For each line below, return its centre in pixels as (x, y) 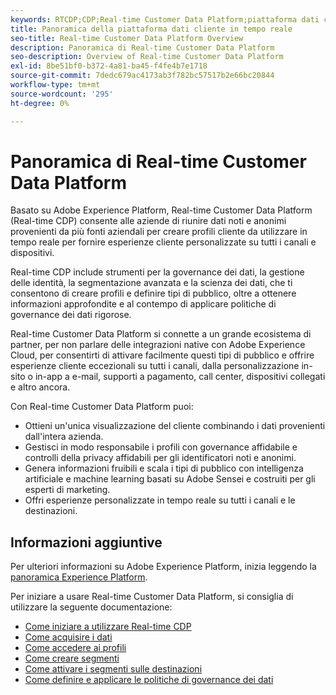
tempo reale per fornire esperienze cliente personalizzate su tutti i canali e (163, 242)
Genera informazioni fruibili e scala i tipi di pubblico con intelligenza (164, 468)
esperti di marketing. (67, 490)
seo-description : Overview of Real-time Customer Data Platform (147, 57)
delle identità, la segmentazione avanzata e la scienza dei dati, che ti (151, 283)
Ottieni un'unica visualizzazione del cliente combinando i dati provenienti (175, 426)
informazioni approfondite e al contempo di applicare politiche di (143, 304)
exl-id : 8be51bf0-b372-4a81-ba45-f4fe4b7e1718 (109, 66)
